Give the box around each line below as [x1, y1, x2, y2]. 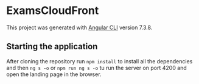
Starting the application [6, 41, 98, 52]
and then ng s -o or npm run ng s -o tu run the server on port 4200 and [6, 64, 187, 71]
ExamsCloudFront [6, 4, 99, 18]
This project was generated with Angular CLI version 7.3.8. [6, 24, 153, 31]
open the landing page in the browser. [6, 71, 102, 78]
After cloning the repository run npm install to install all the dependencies [6, 57, 193, 65]
